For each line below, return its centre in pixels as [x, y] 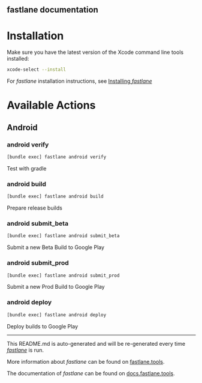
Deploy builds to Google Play [43, 326]
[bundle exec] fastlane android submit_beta [63, 236]
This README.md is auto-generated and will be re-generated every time [96, 343]
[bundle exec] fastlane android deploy [57, 315]
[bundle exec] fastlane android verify [57, 157]
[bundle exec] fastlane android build [55, 197]
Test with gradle [27, 168]
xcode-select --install [37, 70]
